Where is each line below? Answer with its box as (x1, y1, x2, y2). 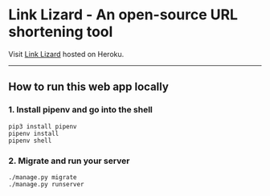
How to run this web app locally (8, 80, 169, 94)
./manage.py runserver (8, 180, 84, 188)
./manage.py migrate (8, 173, 78, 182)
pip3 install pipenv (8, 122, 78, 130)
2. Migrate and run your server (8, 155, 130, 166)
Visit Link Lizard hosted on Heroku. (8, 49, 125, 59)
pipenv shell (8, 137, 52, 145)
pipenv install (8, 129, 59, 137)
